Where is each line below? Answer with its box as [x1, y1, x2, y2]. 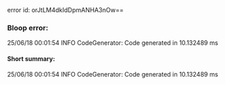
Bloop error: [7, 23, 48, 32]
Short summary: [7, 55, 55, 63]
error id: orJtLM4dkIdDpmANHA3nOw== [7, 6, 124, 14]
